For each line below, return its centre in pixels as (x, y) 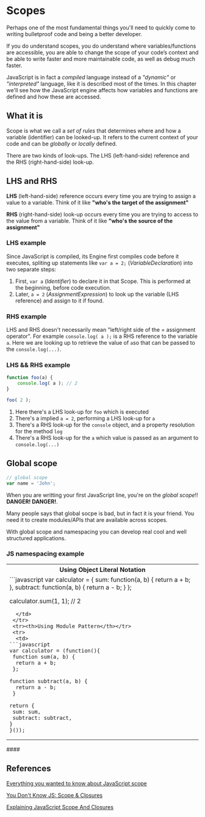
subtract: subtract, (42, 718)
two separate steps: (31, 269)
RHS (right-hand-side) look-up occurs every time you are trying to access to (102, 214)
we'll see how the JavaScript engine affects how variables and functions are (102, 90)
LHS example (26, 243)
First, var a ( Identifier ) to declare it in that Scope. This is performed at (103, 281)
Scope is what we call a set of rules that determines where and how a (94, 130)
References (29, 768)
